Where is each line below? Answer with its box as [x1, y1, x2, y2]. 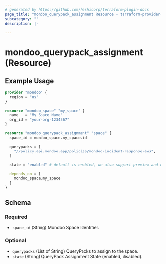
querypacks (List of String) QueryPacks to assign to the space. [12, 248, 139, 254]
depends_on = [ [9, 171, 41, 176]
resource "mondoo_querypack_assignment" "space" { [5, 131, 112, 136]
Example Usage [5, 77, 54, 85]
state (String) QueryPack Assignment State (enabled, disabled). [12, 253, 143, 259]
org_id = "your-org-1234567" [9, 117, 70, 122]
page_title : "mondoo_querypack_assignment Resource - [5, 12, 119, 17]
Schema [5, 198, 31, 207]
